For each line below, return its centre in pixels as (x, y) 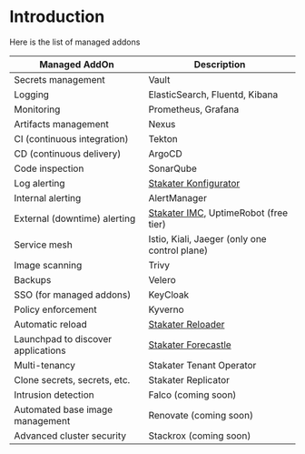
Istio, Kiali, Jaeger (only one (207, 238)
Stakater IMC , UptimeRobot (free (218, 213)
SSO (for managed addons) (73, 295)
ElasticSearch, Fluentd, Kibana (213, 95)
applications (40, 350)
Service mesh (43, 245)
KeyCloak (169, 295)
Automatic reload (51, 324)
